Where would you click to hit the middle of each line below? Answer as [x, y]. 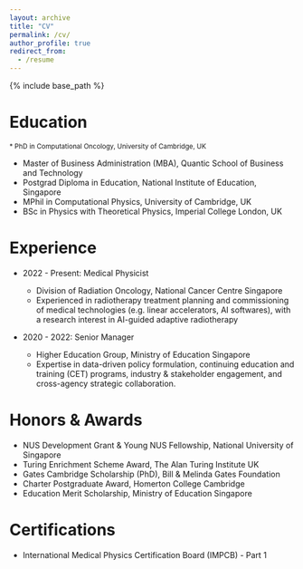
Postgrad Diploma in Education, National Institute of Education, [139, 182]
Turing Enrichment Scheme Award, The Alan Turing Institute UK [141, 464]
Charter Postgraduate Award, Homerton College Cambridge [134, 483]
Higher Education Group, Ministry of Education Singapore [143, 354]
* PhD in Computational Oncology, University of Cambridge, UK [108, 146]
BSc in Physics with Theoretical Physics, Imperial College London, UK [152, 211]
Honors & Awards [76, 420]
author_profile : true [50, 43]
